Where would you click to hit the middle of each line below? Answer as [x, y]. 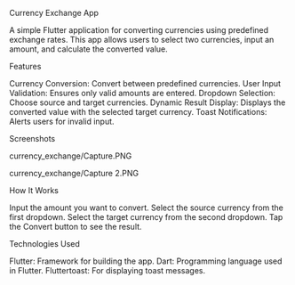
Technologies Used [44, 244]
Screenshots [32, 138]
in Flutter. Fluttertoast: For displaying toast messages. [108, 270]
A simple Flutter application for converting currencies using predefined [139, 30]
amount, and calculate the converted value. [89, 49]
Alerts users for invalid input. [62, 121]
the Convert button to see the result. [76, 227]
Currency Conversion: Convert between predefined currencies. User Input [145, 83]
